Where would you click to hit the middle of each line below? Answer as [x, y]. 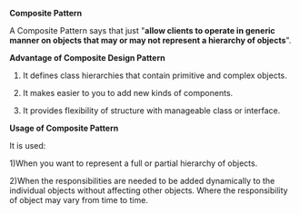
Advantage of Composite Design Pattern [87, 58]
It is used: [28, 146]
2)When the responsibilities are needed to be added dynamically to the [142, 181]
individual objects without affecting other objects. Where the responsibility [149, 190]
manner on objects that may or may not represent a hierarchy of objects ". [150, 40]
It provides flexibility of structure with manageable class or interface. [151, 111]
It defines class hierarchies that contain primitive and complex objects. [155, 75]
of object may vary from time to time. [79, 200]
